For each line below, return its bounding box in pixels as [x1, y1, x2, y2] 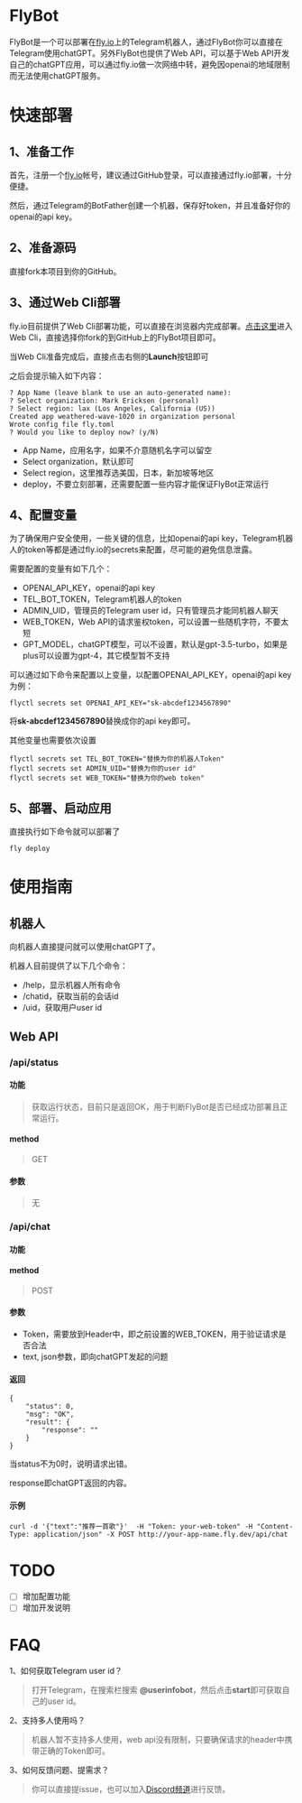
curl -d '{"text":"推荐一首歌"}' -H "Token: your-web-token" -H [9, 1522, 253, 1531]
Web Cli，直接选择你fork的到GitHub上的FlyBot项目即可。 [9, 331, 221, 343]
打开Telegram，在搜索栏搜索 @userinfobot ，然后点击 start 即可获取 [31, 1685, 282, 1696]
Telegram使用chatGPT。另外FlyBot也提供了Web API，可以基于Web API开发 [9, 47, 290, 59]
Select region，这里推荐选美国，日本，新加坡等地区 [22, 467, 215, 478]
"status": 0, [25, 1402, 75, 1411]
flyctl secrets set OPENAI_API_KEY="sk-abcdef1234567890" [9, 698, 232, 708]
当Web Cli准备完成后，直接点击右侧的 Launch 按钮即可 [9, 351, 209, 362]
